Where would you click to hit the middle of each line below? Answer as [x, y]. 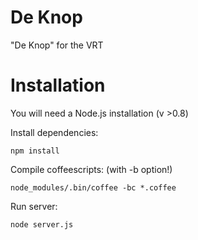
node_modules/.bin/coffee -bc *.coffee [93, 187]
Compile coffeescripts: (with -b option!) [91, 169]
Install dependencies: [54, 132]
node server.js [42, 224]
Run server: [34, 206]
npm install [35, 151]
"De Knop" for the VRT [57, 45]
